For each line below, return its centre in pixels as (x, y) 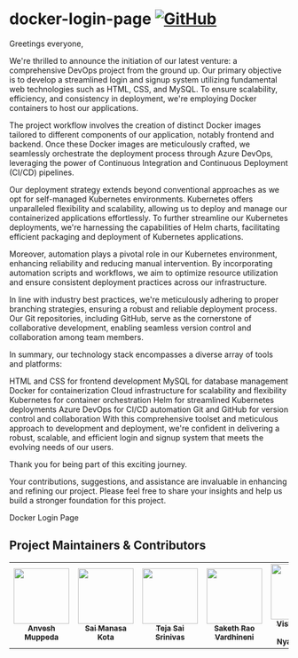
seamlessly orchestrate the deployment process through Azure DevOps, (141, 153)
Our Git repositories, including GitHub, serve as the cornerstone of (131, 318)
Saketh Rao (235, 628)
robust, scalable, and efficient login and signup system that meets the (137, 437)
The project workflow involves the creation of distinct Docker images (135, 125)
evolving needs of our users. (61, 447)
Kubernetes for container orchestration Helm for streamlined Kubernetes (142, 400)
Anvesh (42, 628)
